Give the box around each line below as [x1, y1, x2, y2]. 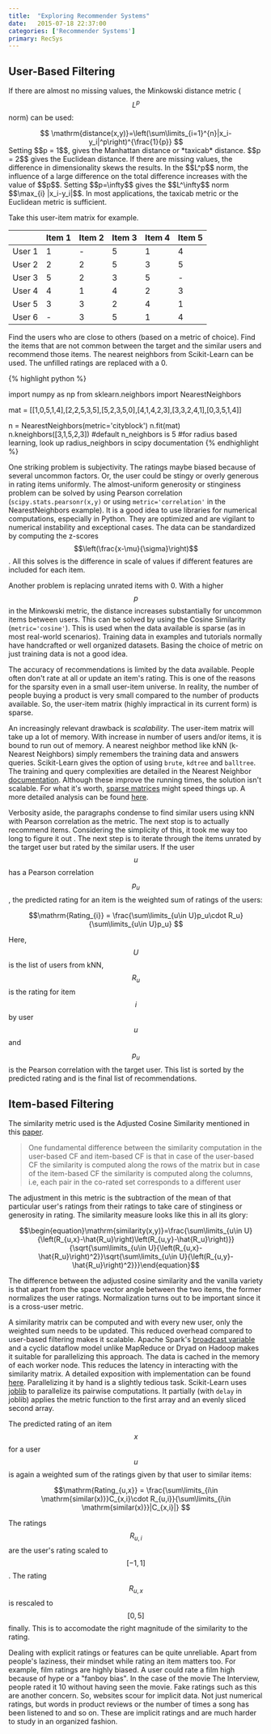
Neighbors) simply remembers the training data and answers [36, 749, 239, 759]
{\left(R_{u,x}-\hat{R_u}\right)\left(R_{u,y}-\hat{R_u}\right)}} [37, 1234, 235, 1243]
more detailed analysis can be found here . [8, 792, 149, 801]
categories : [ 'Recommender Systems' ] [8, 27, 136, 35]
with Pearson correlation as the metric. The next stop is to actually [8, 816, 230, 826]
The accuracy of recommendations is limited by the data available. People [8, 665, 255, 674]
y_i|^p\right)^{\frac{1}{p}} [88, 137, 172, 147]
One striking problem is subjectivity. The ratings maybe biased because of [8, 462, 256, 472]
